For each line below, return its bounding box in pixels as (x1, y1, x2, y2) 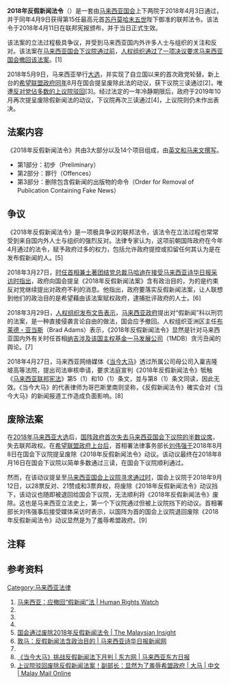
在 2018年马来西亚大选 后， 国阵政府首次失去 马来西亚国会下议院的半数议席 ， (7, 433, 219, 441)
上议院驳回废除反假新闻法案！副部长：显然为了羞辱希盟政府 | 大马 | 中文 (16, 661, 220, 670)
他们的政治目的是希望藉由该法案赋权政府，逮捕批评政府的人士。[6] (12, 294, 201, 302)
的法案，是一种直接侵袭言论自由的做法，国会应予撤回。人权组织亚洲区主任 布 (7, 317, 223, 325)
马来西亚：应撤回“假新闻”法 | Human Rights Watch (16, 598, 159, 606)
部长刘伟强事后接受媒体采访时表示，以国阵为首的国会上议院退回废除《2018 (7, 508, 219, 516)
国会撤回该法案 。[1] (7, 56, 62, 64)
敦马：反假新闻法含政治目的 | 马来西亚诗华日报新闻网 (16, 637, 167, 645)
